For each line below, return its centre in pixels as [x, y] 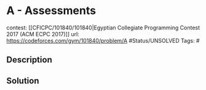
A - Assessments [51, 11]
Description [29, 60]
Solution [23, 81]
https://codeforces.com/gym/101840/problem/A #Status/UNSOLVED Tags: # [103, 40]
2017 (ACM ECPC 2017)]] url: [43, 34]
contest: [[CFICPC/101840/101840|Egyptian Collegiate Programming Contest [103, 28]
